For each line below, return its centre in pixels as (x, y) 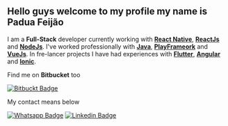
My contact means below (43, 102)
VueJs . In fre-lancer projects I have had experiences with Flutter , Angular (114, 54)
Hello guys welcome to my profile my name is (107, 11)
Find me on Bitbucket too (44, 74)
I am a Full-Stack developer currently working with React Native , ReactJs (114, 39)
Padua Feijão (35, 23)
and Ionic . (22, 61)
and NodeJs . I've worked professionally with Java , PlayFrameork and (108, 46)
